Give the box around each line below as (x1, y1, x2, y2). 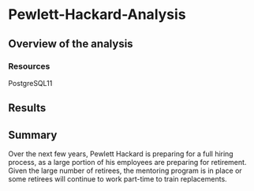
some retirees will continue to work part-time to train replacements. (8, 174, 227, 184)
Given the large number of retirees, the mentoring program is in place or (8, 166, 242, 175)
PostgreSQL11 (8, 78, 53, 88)
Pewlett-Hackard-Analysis (8, 6, 187, 24)
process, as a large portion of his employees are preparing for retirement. (8, 158, 247, 167)
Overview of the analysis (8, 37, 133, 51)
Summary (8, 128, 58, 141)
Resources (8, 61, 50, 72)
